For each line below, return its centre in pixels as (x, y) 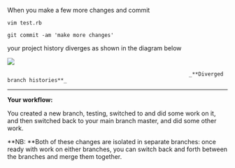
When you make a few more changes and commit (79, 10)
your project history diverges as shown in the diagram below (94, 48)
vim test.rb (24, 23)
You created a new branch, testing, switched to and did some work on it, (112, 113)
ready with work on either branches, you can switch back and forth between (117, 149)
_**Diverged (206, 74)
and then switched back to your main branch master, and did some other (112, 121)
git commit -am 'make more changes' (60, 35)
